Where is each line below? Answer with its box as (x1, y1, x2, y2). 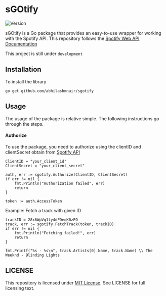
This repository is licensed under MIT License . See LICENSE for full (5, 279, 146, 286)
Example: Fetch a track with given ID (5, 207, 81, 213)
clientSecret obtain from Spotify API (5, 149, 80, 155)
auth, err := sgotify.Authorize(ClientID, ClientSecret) (5, 172, 128, 177)
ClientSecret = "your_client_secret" (5, 163, 85, 168)
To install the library (5, 78, 47, 84)
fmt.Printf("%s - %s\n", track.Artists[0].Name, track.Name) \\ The (5, 248, 153, 253)
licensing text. (5, 285, 34, 291)
